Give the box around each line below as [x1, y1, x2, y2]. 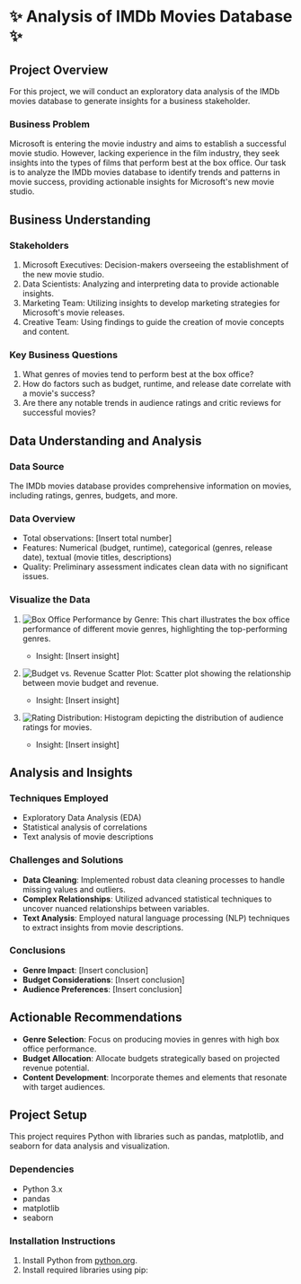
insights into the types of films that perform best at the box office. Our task [9, 157, 287, 168]
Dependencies [9, 1163, 75, 1175]
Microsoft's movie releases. [22, 307, 126, 318]
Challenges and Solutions [9, 854, 124, 866]
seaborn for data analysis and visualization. [9, 1140, 171, 1151]
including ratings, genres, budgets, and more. [9, 489, 178, 500]
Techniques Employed [9, 792, 110, 805]
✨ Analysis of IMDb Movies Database [9, 6, 293, 27]
